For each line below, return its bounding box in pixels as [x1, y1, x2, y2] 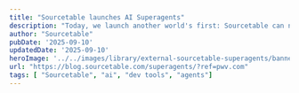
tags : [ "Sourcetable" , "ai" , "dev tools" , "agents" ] [9, 71, 214, 80]
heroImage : [9, 54, 50, 63]
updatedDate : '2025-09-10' [9, 46, 109, 55]
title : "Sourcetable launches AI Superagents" [9, 12, 185, 22]
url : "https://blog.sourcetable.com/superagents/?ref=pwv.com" [9, 63, 249, 72]
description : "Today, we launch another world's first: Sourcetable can [9, 21, 285, 30]
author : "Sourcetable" [9, 29, 93, 38]
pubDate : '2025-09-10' [9, 37, 93, 47]
